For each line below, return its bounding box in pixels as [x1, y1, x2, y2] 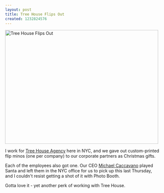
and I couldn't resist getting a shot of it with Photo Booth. [5, 173, 120, 179]
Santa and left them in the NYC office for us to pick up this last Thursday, [5, 168, 152, 174]
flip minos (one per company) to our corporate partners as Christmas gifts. [5, 153, 156, 159]
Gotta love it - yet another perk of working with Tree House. [5, 183, 126, 189]
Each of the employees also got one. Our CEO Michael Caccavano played [5, 163, 153, 168]
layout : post [5, 7, 32, 12]
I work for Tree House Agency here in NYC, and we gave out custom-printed [5, 148, 160, 154]
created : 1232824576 [5, 16, 47, 21]
